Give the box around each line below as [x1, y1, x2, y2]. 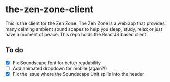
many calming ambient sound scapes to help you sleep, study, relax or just [5, 25, 162, 32]
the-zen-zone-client [5, 4, 94, 15]
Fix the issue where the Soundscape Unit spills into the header [12, 71, 144, 77]
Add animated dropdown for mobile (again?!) [12, 65, 107, 71]
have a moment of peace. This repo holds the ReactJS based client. [5, 31, 148, 37]
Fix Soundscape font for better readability [12, 60, 101, 66]
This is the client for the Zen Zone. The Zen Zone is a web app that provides [5, 20, 165, 26]
